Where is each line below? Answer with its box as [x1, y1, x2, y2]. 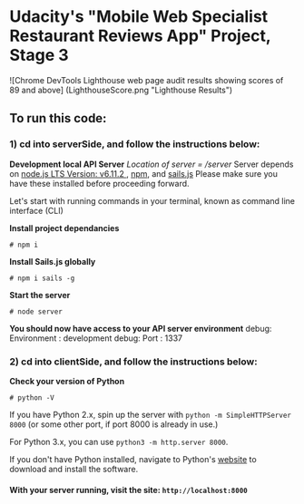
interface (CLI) [9, 205, 64, 216]
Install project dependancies [9, 222, 120, 233]
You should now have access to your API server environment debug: [9, 323, 272, 334]
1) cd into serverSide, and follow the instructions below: [9, 138, 260, 150]
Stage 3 [9, 45, 70, 65]
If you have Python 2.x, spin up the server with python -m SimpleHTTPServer [9, 409, 292, 420]
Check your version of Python [9, 375, 125, 386]
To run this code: [9, 111, 107, 126]
